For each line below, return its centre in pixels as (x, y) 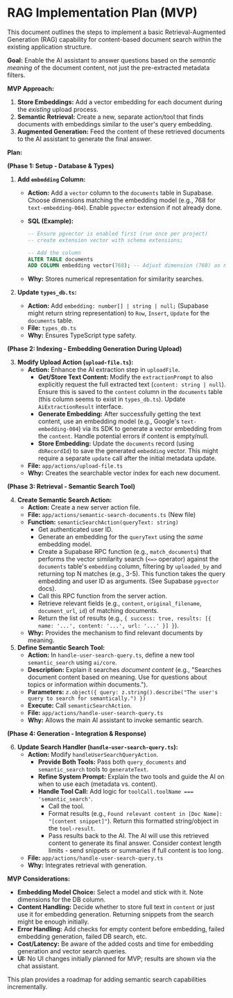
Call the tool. (66, 806)
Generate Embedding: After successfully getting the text (119, 414)
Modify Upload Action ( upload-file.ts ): (75, 362)
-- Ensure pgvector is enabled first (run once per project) (118, 234)
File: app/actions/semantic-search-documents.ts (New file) (112, 515)
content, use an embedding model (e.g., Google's (109, 421)
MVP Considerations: (39, 879)
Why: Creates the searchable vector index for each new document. (124, 473)
